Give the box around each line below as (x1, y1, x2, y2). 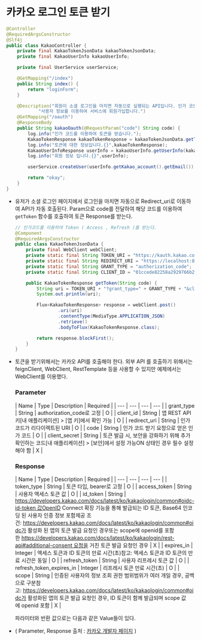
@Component (14, 230, 42, 236)
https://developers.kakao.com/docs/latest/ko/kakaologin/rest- (21, 534, 175, 541)
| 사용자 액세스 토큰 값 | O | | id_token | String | (14, 490, 126, 497)
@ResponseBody (17, 119, 52, 126)
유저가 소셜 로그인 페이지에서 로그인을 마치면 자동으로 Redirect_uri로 (14, 198, 175, 205)
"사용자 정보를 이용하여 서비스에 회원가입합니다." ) (38, 109, 146, 115)
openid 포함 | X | (21, 602, 62, 609)
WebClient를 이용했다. (14, 373, 68, 380)
